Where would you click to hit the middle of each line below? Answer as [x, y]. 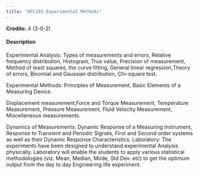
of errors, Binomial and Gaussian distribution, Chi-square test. [82, 74]
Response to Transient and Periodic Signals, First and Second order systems [99, 133]
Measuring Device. [29, 91]
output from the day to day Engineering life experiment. [74, 164]
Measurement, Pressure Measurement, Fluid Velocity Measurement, [89, 109]
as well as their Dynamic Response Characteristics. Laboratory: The [89, 139]
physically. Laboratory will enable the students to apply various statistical [95, 152]
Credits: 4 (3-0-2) [28, 28]
